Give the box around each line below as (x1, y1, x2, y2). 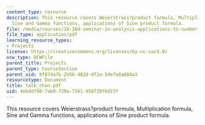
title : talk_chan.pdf (6, 83, 62, 89)
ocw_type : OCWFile (6, 54, 53, 60)
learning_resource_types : (6, 37, 72, 43)
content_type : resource (6, 9, 67, 15)
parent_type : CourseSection (6, 65, 78, 72)
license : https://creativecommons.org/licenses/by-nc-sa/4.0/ (6, 49, 168, 55)
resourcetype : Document (6, 77, 67, 83)
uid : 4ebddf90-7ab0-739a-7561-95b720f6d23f (6, 88, 119, 95)
